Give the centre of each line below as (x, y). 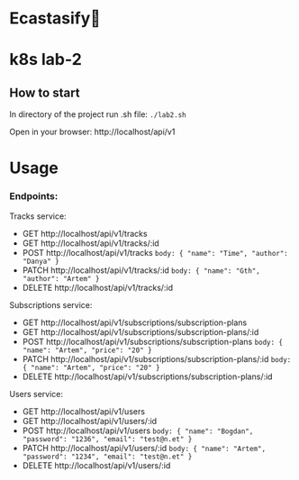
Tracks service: (38, 216)
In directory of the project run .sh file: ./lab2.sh (98, 114)
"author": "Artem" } (61, 278)
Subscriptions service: (51, 304)
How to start (45, 92)
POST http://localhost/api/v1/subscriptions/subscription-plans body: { (153, 341)
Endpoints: (34, 196)
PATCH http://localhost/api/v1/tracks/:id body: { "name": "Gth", (141, 270)
